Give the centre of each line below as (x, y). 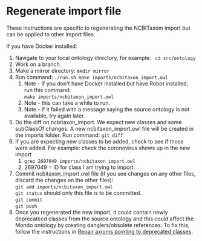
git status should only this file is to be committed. (78, 193)
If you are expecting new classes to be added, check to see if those (99, 141)
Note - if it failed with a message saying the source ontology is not (107, 109)
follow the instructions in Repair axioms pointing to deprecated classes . (104, 231)
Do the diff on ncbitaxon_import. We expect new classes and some (98, 122)
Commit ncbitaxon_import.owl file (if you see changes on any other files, (105, 173)
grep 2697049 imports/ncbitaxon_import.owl (80, 161)
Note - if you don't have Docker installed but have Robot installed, (106, 84)
